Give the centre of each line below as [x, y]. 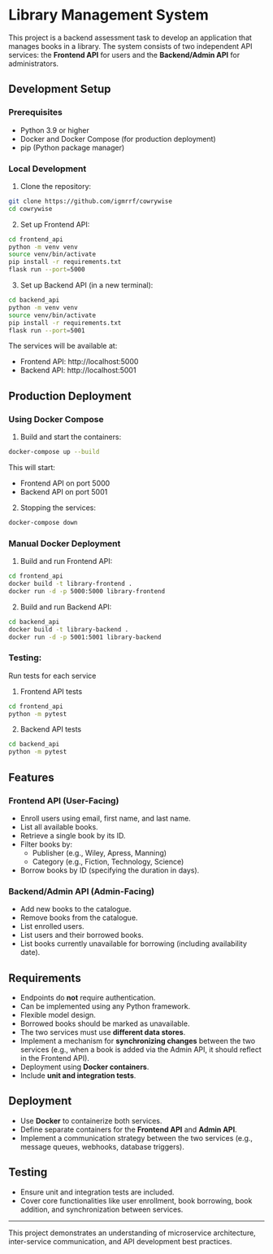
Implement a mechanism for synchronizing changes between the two [138, 1041]
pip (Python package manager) [72, 147]
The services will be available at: [63, 346]
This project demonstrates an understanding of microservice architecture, [132, 1233]
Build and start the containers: [71, 437]
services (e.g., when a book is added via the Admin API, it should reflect [141, 1049]
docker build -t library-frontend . [70, 584]
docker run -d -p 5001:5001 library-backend [85, 637]
